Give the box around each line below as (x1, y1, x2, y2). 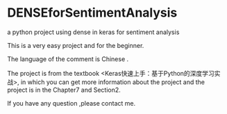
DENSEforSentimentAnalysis (7, 5, 178, 21)
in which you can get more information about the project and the (20, 78, 205, 86)
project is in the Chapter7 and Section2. (7, 85, 121, 94)
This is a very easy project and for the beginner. (7, 41, 144, 49)
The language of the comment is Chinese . (7, 54, 129, 63)
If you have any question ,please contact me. (7, 99, 136, 107)
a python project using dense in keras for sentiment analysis (7, 28, 180, 36)
